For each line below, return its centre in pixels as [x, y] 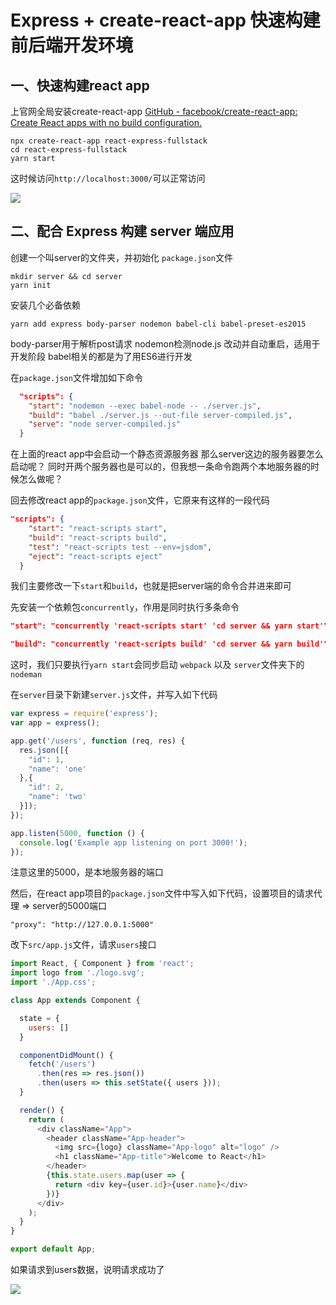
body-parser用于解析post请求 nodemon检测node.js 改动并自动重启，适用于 [165, 343]
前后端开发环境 [72, 45]
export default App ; [53, 1249]
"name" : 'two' [57, 797]
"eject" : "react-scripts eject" [95, 556]
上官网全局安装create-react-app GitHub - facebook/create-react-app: [154, 111]
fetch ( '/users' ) [62, 1064]
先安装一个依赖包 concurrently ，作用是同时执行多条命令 [125, 607]
